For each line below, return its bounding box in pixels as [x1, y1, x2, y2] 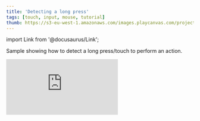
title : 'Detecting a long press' [6, 8, 89, 15]
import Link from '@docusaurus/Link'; [6, 36, 99, 43]
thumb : [6, 20, 23, 26]
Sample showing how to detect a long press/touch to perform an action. [6, 47, 183, 55]
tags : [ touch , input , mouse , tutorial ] [6, 14, 105, 20]
